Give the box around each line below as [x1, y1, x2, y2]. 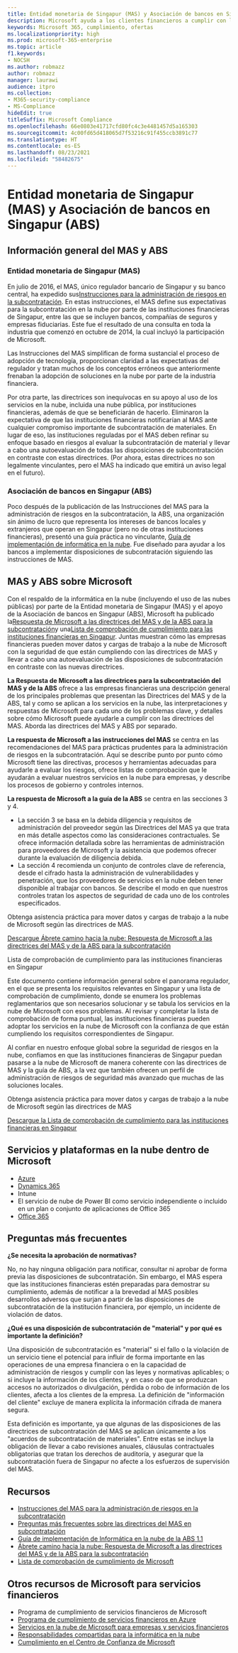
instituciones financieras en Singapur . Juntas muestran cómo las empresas [7, 632, 227, 640]
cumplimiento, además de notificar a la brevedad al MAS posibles [7, 1288, 198, 1296]
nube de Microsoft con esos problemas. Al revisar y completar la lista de [7, 1006, 219, 1015]
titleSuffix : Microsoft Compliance [7, 116, 113, 123]
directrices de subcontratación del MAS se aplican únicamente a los [7, 1427, 207, 1436]
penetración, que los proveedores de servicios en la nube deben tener [17, 876, 223, 885]
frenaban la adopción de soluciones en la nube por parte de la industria [7, 371, 216, 380]
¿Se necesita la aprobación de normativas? [7, 1251, 137, 1260]
